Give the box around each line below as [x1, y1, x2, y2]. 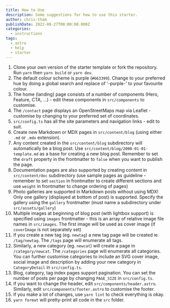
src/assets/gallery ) [13, 205, 56, 211]
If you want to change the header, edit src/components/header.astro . [13, 281, 157, 287]
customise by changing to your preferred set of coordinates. [13, 113, 140, 119]
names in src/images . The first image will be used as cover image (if [13, 221, 155, 227]
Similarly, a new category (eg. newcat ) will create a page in [13, 242, 135, 248]
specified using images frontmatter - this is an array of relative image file [13, 215, 164, 221]
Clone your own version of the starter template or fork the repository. [13, 64, 158, 70]
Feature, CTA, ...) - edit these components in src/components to [13, 96, 145, 102]
